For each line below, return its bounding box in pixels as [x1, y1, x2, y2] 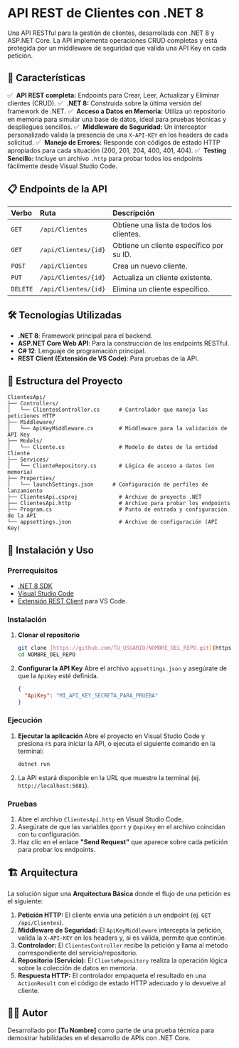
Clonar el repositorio [17, 631, 80, 639]
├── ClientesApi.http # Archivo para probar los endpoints [7, 500, 231, 507]
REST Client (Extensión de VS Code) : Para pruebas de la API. [17, 354, 199, 363]
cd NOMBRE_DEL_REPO [17, 651, 76, 658]
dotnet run [17, 760, 51, 767]
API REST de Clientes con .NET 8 [7, 5, 204, 21]
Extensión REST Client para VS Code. [17, 596, 128, 605]
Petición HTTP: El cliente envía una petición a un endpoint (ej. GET [17, 910, 211, 919]
